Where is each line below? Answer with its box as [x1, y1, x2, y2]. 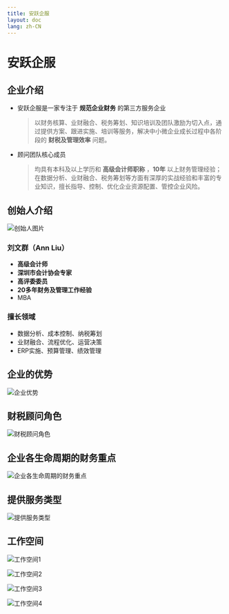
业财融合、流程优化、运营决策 [17, 337, 102, 346]
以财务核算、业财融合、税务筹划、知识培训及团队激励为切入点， [34, 119, 216, 127]
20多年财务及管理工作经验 [17, 286, 92, 294]
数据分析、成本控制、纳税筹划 [17, 329, 102, 337]
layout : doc [7, 17, 41, 23]
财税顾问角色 [7, 410, 62, 422]
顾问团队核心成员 [17, 150, 66, 159]
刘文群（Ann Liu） [7, 243, 69, 252]
